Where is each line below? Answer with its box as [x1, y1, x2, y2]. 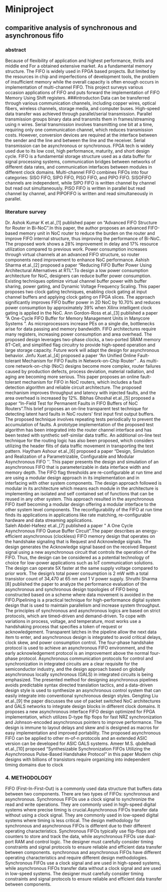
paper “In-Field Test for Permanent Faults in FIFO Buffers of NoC [5, 400, 138, 406]
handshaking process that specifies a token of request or [5, 624, 123, 630]
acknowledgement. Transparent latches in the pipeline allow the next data [5, 629, 157, 635]
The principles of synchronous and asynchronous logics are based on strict [5, 608, 161, 614]
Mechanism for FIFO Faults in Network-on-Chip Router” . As [22, 358, 146, 364]
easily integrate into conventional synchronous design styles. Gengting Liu [5, 693, 159, 699]
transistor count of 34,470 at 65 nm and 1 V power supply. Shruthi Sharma [5, 576, 158, 582]
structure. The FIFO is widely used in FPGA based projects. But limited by [5, 68, 156, 74]
